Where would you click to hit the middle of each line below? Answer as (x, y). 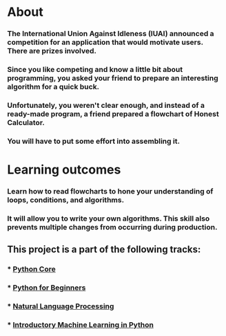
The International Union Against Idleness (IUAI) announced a (111, 34)
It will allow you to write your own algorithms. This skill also (109, 218)
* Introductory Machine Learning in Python (80, 324)
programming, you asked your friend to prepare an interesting (113, 78)
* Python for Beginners (47, 288)
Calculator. (26, 122)
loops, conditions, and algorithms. (66, 200)
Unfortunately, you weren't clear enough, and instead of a (106, 105)
